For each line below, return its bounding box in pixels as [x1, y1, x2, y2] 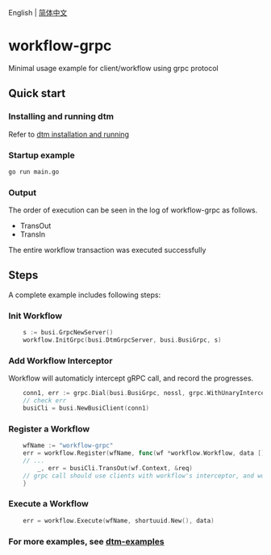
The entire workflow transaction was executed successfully [8, 246, 206, 255]
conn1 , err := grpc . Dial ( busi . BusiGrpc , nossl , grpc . [23, 389, 207, 397]
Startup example [8, 149, 75, 161]
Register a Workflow [8, 423, 90, 435]
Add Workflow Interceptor [8, 355, 113, 366]
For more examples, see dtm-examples [8, 536, 165, 547]
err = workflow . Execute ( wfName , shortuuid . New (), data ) [23, 516, 215, 524]
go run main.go [8, 167, 60, 176]
